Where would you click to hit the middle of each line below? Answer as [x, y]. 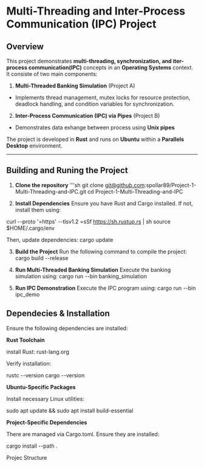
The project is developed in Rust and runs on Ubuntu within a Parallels [95, 139]
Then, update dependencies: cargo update [60, 240]
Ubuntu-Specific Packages [41, 387]
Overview [25, 46]
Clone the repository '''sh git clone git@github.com [80, 185]
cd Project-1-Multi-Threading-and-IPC [135, 191]
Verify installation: [29, 363]
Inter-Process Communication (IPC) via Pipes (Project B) [87, 116]
